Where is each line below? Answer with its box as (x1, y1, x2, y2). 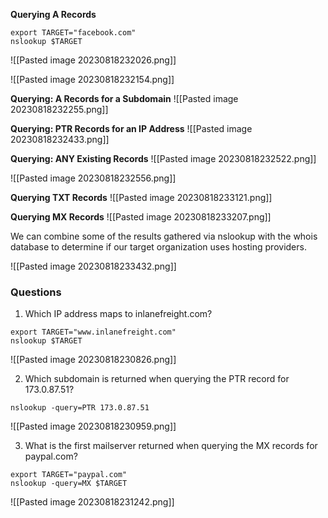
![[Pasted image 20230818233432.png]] (10, 260, 177, 272)
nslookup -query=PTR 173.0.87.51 (10, 403, 150, 413)
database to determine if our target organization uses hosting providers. (10, 241, 307, 253)
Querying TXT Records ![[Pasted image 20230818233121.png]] (10, 192, 273, 203)
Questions (10, 285, 62, 299)
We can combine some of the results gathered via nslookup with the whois (10, 230, 318, 242)
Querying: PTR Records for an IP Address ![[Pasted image (10, 123, 253, 134)
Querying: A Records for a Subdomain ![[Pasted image (10, 93, 239, 104)
